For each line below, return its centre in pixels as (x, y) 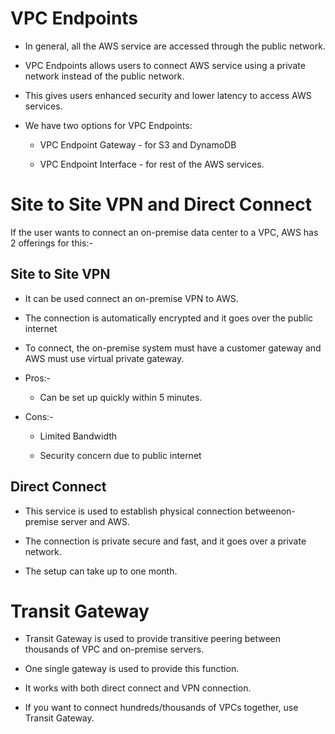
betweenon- (270, 511)
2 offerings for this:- (51, 243)
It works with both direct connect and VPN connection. (138, 688)
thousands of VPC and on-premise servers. (114, 649)
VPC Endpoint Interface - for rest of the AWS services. (152, 164)
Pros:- (38, 378)
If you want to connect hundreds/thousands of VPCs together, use (161, 708)
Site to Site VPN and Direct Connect (161, 204)
